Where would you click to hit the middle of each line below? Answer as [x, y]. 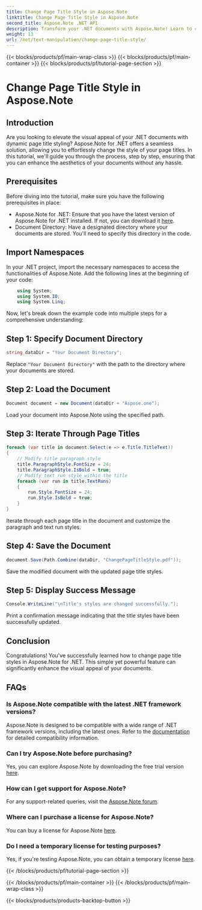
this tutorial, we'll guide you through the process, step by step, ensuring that [101, 156]
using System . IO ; [39, 296]
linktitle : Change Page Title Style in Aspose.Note [72, 17]
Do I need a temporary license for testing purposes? [84, 846]
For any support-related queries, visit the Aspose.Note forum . [83, 802]
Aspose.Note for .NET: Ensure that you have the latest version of [95, 214]
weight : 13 [20, 34]
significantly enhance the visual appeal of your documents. [80, 668]
